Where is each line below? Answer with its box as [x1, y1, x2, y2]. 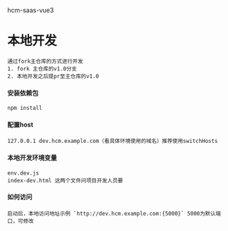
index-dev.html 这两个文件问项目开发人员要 [7, 177, 124, 184]
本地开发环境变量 [7, 153, 57, 161]
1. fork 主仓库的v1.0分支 [7, 65, 78, 73]
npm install [7, 105, 42, 112]
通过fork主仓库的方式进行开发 [7, 58, 83, 65]
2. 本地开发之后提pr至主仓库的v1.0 [7, 73, 100, 80]
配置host [7, 120, 34, 129]
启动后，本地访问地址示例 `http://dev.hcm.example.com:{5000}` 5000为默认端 [7, 210, 221, 217]
